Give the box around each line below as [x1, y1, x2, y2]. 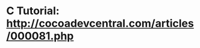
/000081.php [6, 30, 74, 43]
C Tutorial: [6, 4, 60, 18]
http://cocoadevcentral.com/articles [6, 17, 194, 30]
